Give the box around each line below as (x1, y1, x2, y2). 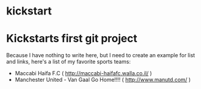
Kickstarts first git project (6, 32, 137, 46)
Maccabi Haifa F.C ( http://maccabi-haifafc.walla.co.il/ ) (14, 70, 152, 77)
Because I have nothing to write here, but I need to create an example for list (6, 52, 195, 59)
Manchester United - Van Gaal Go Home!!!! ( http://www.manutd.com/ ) (14, 76, 191, 84)
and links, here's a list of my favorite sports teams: (6, 58, 131, 66)
